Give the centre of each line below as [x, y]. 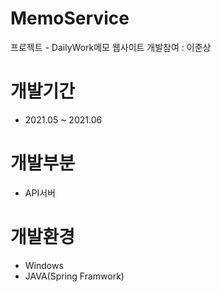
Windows [44, 265]
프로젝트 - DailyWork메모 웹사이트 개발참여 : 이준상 [111, 47]
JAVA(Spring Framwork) [74, 276]
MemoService [70, 18]
